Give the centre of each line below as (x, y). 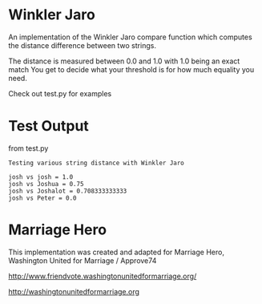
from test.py (28, 148)
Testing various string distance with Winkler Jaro (96, 163)
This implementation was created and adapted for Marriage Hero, (116, 252)
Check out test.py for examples (60, 93)
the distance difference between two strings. (82, 45)
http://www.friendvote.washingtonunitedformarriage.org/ (103, 276)
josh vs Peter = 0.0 (43, 198)
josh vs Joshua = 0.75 (46, 184)
